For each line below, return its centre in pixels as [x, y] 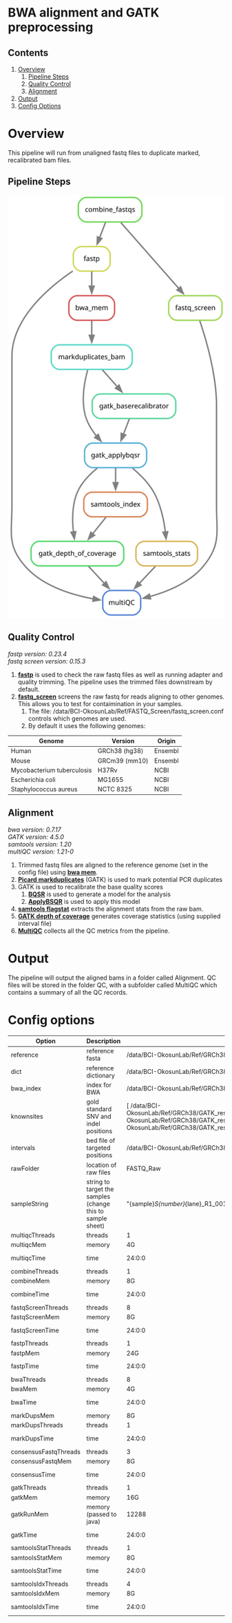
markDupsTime [32, 1438]
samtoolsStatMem [36, 1558]
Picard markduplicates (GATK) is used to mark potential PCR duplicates [120, 879]
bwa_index [26, 1088]
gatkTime [24, 1535]
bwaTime [24, 1403]
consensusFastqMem [41, 1461]
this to [95, 1211]
